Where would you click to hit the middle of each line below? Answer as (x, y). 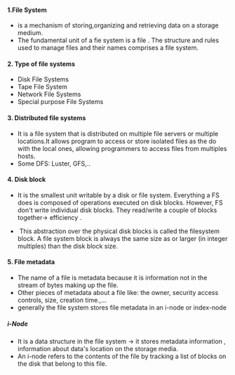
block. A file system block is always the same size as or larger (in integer (122, 238)
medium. (30, 33)
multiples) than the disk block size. (67, 246)
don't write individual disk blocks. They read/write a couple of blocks (117, 210)
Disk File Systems (43, 79)
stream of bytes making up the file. (68, 285)
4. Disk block (27, 180)
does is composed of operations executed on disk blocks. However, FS (120, 202)
